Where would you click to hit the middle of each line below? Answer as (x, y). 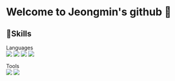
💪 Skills (19, 34)
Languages (20, 48)
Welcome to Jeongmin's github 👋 (89, 12)
